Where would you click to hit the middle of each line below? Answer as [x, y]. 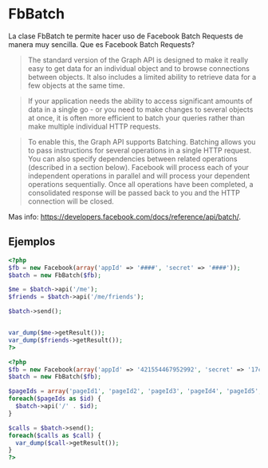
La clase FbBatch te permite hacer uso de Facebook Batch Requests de [126, 36]
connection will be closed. [71, 201]
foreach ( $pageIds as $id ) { [55, 399]
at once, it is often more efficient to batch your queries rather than [136, 117]
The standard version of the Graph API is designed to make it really [138, 60]
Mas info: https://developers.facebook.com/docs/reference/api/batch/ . [125, 216]
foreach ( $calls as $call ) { [55, 435]
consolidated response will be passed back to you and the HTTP [134, 192]
